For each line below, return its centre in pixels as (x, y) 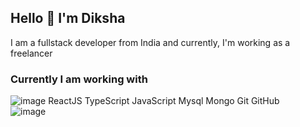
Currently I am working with (79, 79)
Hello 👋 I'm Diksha (68, 18)
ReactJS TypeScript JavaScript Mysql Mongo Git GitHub (164, 101)
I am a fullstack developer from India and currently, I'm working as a (150, 42)
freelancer (31, 53)
